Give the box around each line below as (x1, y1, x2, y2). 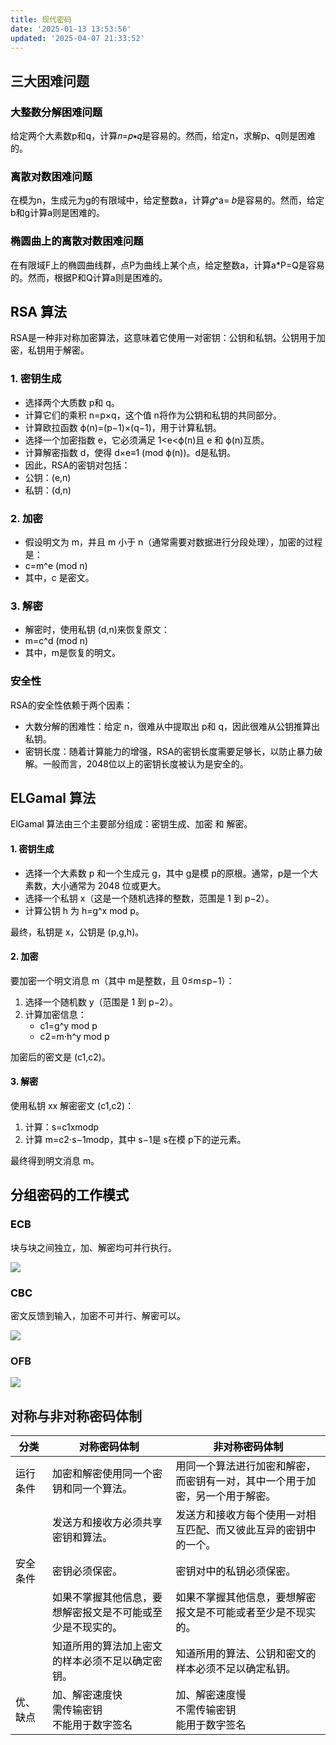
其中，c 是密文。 (24, 572, 95, 584)
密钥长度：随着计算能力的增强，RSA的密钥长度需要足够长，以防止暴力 (24, 745, 315, 757)
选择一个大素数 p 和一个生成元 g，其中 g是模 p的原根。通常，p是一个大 (24, 867, 319, 879)
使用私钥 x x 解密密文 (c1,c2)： (10, 1100, 135, 1112)
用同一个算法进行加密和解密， (175, 1459, 317, 1473)
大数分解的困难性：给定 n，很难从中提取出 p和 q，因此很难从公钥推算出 (24, 720, 321, 732)
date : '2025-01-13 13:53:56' (10, 24, 132, 34)
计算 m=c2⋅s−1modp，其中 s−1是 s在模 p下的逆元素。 (24, 1134, 247, 1146)
